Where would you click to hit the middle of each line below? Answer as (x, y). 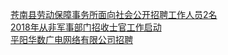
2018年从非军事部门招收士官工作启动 (86, 27)
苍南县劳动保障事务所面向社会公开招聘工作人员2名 (114, 14)
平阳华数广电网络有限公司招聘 (71, 39)
